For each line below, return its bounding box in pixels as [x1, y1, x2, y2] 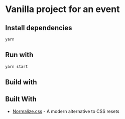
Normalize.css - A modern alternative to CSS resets [12, 108, 119, 114]
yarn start [5, 64, 28, 69]
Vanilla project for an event [5, 4, 120, 15]
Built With [5, 95, 37, 103]
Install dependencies [5, 24, 72, 32]
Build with [5, 78, 37, 86]
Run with [5, 51, 34, 59]
